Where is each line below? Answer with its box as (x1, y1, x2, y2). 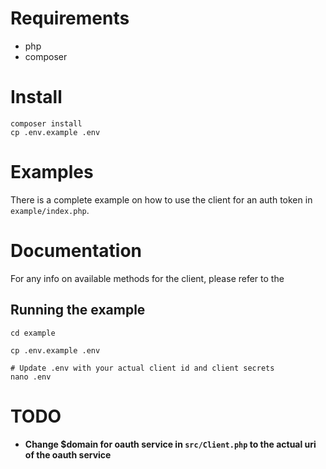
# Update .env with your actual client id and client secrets (10, 363, 275, 373)
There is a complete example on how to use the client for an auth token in (10, 193, 313, 206)
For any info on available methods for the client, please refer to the (10, 272, 285, 284)
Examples (10, 161, 94, 184)
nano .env (10, 372, 52, 382)
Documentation (10, 240, 143, 262)
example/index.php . (10, 204, 90, 216)
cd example (10, 328, 56, 338)
